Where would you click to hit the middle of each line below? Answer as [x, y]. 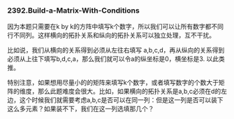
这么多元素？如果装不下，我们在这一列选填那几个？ [81, 109]
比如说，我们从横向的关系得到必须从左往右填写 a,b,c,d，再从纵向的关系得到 [116, 50]
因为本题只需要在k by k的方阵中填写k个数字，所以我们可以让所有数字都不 [112, 27]
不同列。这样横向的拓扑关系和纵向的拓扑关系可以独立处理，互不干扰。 [114, 35]
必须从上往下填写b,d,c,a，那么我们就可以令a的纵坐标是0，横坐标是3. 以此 [113, 59]
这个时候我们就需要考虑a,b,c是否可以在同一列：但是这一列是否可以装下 [121, 100]
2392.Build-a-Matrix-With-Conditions [73, 10]
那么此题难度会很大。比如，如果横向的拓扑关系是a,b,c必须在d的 [129, 91]
